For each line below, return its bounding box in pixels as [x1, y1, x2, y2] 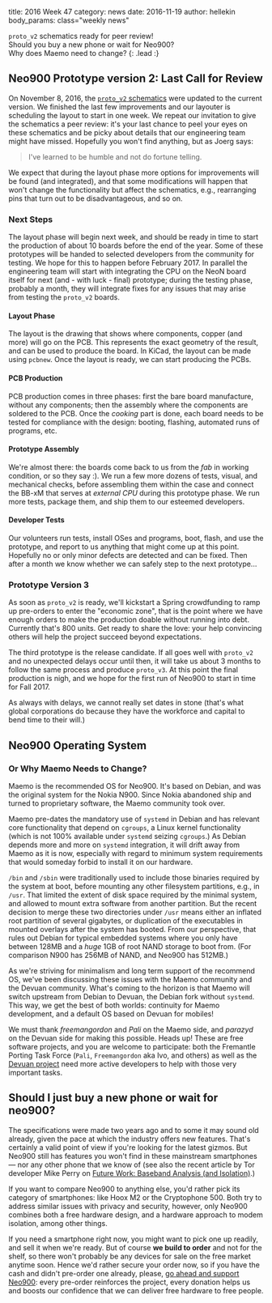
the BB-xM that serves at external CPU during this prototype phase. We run [8, 488, 261, 497]
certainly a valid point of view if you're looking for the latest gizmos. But [8, 1142, 249, 1152]
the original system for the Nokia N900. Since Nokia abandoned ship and [8, 790, 253, 799]
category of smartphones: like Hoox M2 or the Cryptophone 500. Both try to [8, 1192, 262, 1202]
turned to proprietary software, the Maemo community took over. [8, 798, 226, 808]
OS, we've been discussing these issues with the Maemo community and [8, 974, 253, 984]
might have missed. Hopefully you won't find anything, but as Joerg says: [8, 136, 253, 146]
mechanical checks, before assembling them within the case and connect [8, 479, 254, 489]
